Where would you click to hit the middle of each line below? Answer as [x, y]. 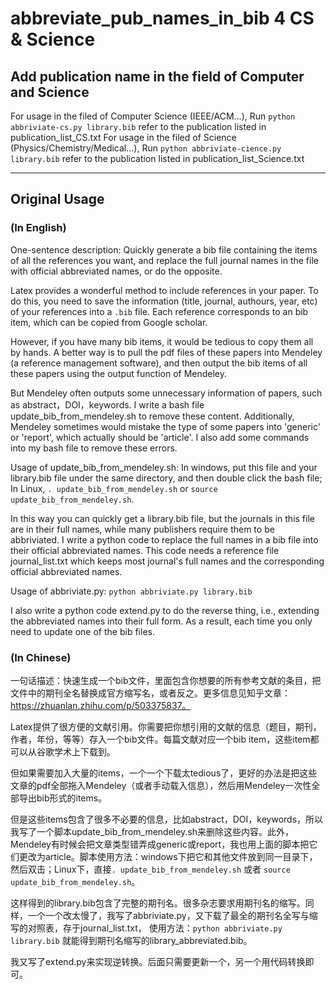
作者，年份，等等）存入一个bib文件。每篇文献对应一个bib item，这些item [160, 739]
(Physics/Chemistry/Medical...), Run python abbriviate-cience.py [146, 148]
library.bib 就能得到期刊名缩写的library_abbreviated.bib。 [131, 940]
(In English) [38, 228]
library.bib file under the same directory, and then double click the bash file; [166, 478]
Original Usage [57, 199]
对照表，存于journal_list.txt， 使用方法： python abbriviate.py [155, 928]
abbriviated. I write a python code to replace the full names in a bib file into [164, 539]
